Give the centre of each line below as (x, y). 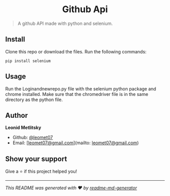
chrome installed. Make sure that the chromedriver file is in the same (77, 94)
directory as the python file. (34, 100)
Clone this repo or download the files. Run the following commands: (76, 51)
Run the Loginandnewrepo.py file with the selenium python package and (81, 89)
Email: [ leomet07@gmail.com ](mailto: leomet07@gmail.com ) (76, 143)
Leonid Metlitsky (23, 127)
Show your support (36, 159)
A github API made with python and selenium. (65, 23)
